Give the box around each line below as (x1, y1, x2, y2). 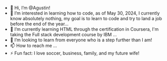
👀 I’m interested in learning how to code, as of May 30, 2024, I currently (10, 10, 160, 16)
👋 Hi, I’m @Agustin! (10, 5, 51, 11)
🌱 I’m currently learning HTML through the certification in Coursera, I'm (10, 26, 159, 32)
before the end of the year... (10, 21, 69, 27)
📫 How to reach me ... (10, 43, 57, 48)
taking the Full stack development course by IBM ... (10, 32, 117, 37)
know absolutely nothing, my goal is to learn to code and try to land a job (10, 16, 162, 21)
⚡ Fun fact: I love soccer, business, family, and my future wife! (10, 50, 140, 56)
